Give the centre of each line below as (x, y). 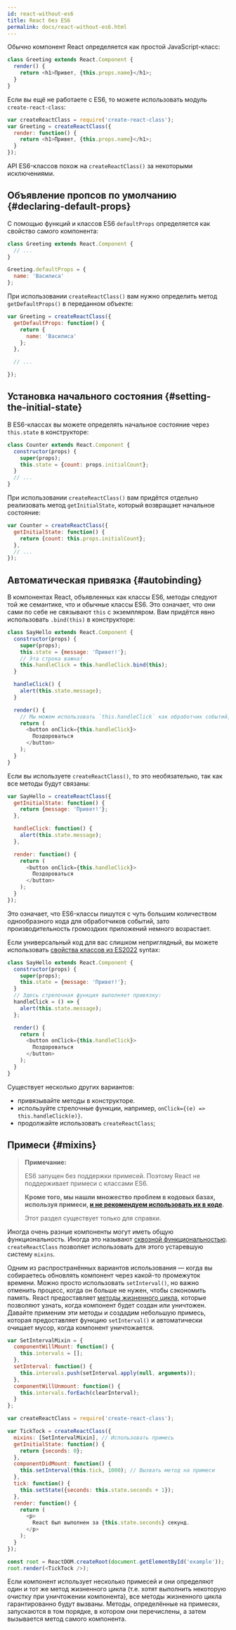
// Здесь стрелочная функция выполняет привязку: (87, 996)
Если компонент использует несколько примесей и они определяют (111, 1581)
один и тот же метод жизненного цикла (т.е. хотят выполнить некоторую (117, 1589)
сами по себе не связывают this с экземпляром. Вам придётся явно (111, 612)
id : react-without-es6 (40, 14)
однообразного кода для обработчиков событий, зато (88, 921)
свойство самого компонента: (53, 231)
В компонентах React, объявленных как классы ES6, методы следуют (112, 597)
